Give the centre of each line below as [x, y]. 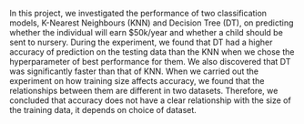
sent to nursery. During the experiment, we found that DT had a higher [141, 42]
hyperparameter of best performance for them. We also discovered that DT [150, 62]
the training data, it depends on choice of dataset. [103, 110]
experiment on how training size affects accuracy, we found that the [137, 81]
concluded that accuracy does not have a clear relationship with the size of [150, 100]
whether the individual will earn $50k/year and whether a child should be [147, 32]
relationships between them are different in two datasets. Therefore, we [144, 91]
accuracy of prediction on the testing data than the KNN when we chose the [152, 52]
